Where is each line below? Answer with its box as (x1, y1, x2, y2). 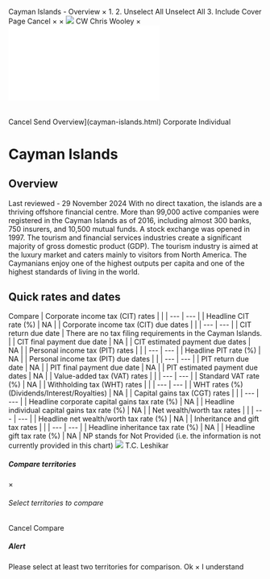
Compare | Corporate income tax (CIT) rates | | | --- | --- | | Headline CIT (8, 312, 250, 321)
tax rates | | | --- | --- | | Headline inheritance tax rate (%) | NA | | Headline (8, 423, 255, 432)
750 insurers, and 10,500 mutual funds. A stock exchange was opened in (8, 224, 250, 234)
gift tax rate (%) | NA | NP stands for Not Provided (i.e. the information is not (8, 431, 261, 441)
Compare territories (8, 459, 77, 469)
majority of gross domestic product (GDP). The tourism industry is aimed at (8, 241, 259, 250)
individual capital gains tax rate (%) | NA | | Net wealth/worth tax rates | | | (8, 406, 254, 416)
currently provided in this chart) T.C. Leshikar (8, 440, 169, 450)
